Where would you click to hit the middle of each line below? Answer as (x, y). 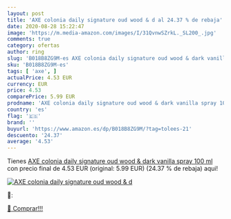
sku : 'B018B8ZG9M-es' (38, 65)
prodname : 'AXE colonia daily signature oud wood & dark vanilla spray (112, 103)
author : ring (26, 52)
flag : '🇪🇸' (24, 116)
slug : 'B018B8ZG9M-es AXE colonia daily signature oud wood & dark (106, 59)
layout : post (26, 13)
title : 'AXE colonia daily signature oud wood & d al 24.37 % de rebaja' (115, 20)
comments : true (29, 39)
